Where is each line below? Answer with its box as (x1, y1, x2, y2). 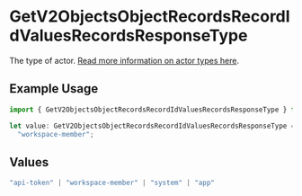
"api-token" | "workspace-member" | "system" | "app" (9, 178, 216, 188)
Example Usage (9, 81, 99, 96)
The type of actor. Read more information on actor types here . (9, 55, 240, 66)
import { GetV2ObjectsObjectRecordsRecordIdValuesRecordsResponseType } (9, 105, 288, 114)
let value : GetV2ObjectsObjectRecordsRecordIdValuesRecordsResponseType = (9, 121, 296, 130)
